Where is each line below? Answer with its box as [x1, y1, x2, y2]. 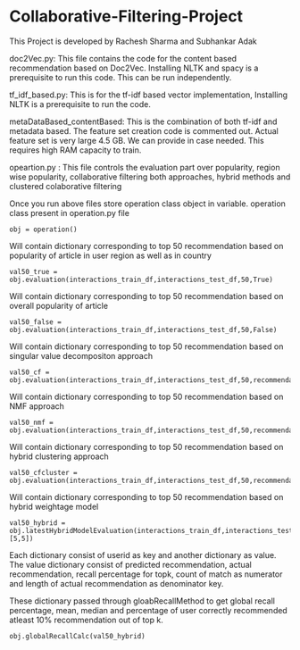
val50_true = [9, 267, 58, 276]
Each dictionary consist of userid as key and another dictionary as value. [9, 549, 277, 560]
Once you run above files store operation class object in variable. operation [9, 198, 286, 209]
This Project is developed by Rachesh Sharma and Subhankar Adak [9, 36, 257, 46]
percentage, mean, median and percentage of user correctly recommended [9, 604, 287, 615]
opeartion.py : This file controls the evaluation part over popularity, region [9, 162, 280, 172]
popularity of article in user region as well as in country [9, 250, 212, 261]
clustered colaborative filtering [9, 180, 122, 191]
